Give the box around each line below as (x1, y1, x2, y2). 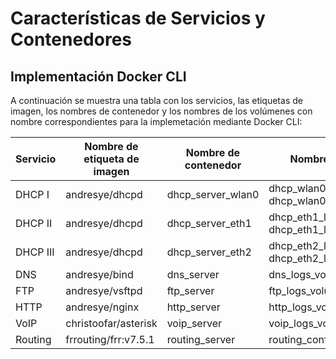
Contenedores (10, 28, 132, 51)
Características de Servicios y (10, 7, 266, 30)
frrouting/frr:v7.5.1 (65, 333, 155, 346)
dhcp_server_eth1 (166, 217, 252, 230)
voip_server (166, 317, 222, 330)
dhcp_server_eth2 (166, 245, 252, 259)
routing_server (166, 333, 236, 346)
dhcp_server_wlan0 (166, 188, 260, 201)
